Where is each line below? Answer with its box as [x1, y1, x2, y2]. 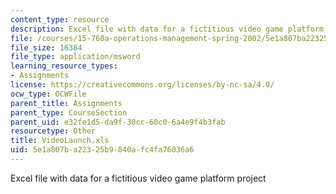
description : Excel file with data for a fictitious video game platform [10, 24, 325, 34]
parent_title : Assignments [10, 98, 123, 108]
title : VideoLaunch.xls [10, 136, 110, 146]
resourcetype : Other [10, 126, 97, 136]
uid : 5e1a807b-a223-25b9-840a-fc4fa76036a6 [10, 145, 195, 155]
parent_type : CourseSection [10, 107, 128, 118]
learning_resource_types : [10, 61, 118, 71]
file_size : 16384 [10, 42, 83, 53]
